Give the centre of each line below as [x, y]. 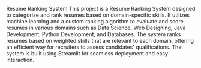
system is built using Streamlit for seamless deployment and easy [87, 53]
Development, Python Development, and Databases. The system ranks [94, 34]
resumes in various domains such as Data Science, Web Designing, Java [96, 28]
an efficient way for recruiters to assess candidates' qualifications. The [94, 47]
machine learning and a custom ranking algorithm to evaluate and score [95, 21]
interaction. [20, 60]
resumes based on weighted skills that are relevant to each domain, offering [100, 41]
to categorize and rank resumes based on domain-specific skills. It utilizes [98, 15]
